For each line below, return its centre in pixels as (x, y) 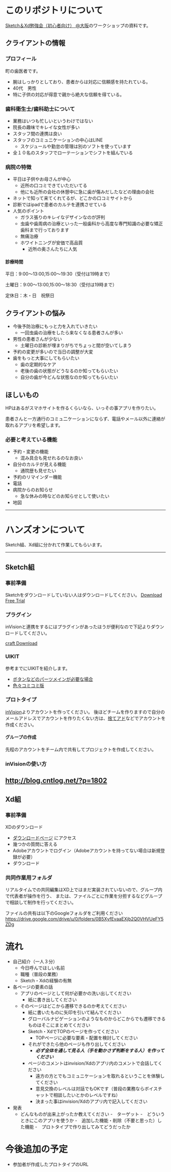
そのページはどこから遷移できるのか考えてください (74, 1006)
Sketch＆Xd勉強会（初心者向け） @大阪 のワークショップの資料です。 (78, 25)
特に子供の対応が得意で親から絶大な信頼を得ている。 (68, 94)
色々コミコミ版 (28, 685)
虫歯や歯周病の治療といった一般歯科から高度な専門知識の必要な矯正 (92, 224)
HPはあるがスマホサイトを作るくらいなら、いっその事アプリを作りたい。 (82, 408)
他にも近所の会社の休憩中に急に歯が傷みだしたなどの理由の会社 (87, 192)
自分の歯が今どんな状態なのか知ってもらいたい (69, 377)
